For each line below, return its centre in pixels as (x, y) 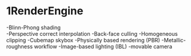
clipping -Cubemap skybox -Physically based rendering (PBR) (83, 40)
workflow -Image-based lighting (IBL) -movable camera (103, 46)
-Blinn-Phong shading (34, 27)
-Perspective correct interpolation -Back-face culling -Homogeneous (92, 33)
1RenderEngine (45, 11)
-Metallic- (174, 40)
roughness (20, 46)
